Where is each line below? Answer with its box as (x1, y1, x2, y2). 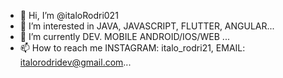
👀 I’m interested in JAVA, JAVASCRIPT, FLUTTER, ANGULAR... (19, 20, 275, 32)
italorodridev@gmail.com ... (19, 56, 132, 68)
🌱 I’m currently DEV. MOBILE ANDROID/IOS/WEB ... (19, 31, 230, 42)
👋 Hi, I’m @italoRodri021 (19, 10, 119, 21)
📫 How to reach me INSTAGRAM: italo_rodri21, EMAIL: (19, 42, 246, 54)
